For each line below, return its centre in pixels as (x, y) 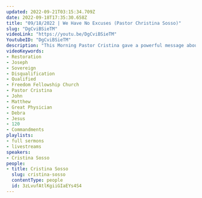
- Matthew (19, 101)
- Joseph (17, 62)
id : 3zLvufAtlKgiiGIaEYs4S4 (47, 186)
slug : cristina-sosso (39, 175)
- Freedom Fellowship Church (43, 85)
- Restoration (24, 57)
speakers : (19, 152)
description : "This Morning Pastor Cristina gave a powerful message (95, 46)
